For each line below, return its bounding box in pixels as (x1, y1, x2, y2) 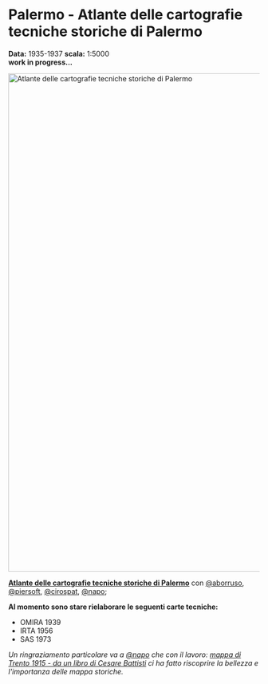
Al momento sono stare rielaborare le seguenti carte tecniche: (8, 602, 219, 611)
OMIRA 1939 (19, 617, 61, 627)
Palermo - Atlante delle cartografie (8, 6, 243, 24)
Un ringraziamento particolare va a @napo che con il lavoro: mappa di (8, 650, 242, 659)
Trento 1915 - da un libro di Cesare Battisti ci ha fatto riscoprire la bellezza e (8, 658, 259, 667)
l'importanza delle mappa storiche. (8, 666, 124, 676)
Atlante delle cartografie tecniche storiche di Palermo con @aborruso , (8, 578, 245, 588)
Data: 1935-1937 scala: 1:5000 (8, 49, 110, 58)
